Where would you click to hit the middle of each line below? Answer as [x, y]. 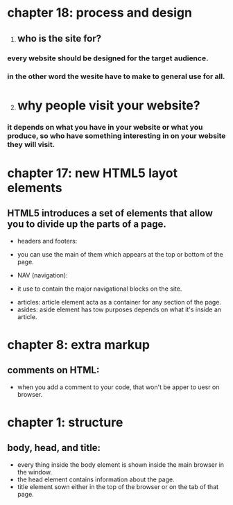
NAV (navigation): [42, 275]
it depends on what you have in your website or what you [105, 127]
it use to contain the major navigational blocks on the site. [100, 289]
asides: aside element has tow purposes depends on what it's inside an [119, 309]
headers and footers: [47, 241]
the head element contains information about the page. [96, 479]
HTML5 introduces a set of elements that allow [110, 213]
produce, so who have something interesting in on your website [116, 135]
